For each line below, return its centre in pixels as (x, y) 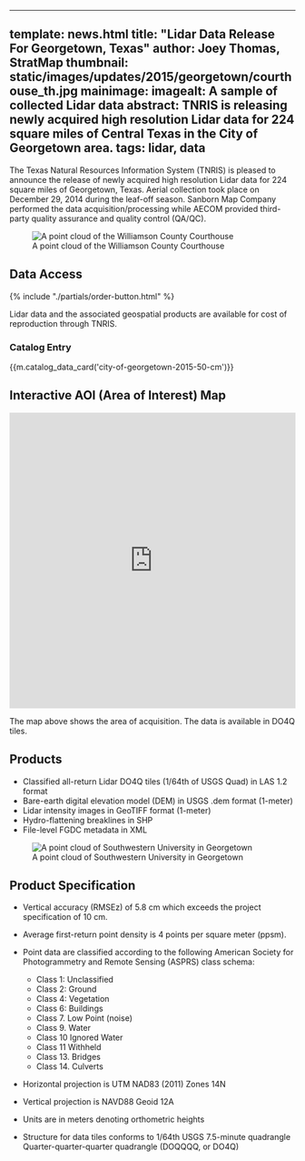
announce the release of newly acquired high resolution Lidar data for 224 (148, 179)
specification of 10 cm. (65, 917)
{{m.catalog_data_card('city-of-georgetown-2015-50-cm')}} (122, 367)
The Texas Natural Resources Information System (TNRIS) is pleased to (143, 170)
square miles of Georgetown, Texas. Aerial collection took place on (135, 189)
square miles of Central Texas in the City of (134, 134)
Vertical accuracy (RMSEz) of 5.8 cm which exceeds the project (142, 907)
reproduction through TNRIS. (64, 323)
